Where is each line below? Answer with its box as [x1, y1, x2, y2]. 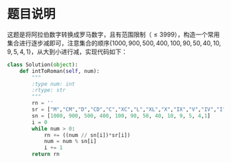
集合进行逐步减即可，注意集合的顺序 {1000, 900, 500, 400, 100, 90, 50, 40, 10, [7, 39, 221, 47]
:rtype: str [32, 87, 67, 94]
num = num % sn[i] [43, 138, 97, 145]
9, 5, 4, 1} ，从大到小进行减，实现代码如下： [7, 47, 128, 56]
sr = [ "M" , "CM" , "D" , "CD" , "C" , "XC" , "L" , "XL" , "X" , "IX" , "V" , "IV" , [32, 106, 217, 113]
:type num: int [32, 80, 76, 87]
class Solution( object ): [7, 61, 78, 68]
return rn [32, 151, 60, 158]
